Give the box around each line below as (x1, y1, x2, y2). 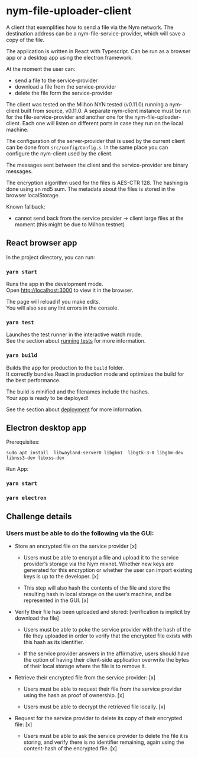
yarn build (6, 352, 37, 359)
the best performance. (6, 376, 61, 383)
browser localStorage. (6, 191, 60, 199)
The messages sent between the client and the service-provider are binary (6, 161, 189, 168)
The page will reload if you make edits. (6, 298, 100, 305)
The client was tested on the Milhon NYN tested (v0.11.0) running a (6, 100, 168, 108)
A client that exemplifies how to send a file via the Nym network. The (6, 24, 174, 31)
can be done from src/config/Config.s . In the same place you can (6, 144, 168, 151)
